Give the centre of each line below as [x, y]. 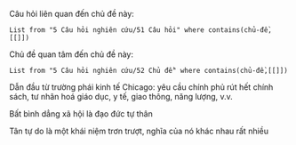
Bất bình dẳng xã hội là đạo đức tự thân [81, 114]
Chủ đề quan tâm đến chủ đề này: [71, 54]
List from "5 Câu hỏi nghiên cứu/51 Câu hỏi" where [107, 30]
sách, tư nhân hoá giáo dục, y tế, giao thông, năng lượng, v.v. [121, 97]
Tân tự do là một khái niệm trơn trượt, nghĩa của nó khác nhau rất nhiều [139, 131]
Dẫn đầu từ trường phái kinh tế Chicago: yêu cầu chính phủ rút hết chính [141, 87]
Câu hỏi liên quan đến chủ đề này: [72, 14]
